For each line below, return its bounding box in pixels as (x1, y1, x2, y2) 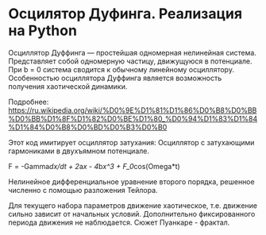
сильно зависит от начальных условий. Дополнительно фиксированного (8, 209, 256, 218)
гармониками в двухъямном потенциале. (8, 146, 149, 156)
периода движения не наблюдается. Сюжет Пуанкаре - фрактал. (8, 218, 230, 227)
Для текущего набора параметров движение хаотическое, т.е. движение (8, 200, 258, 210)
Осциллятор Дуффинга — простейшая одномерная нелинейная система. (8, 48, 256, 57)
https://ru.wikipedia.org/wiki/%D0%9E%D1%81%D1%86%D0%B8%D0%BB (8, 105, 257, 115)
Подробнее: (8, 97, 49, 106)
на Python (8, 21, 78, 40)
